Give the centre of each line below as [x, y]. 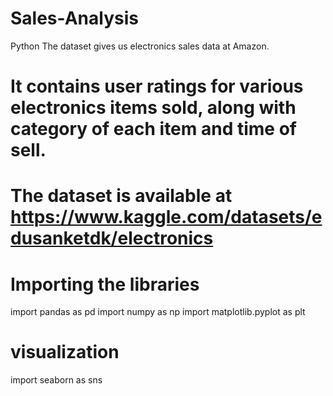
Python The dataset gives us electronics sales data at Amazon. [140, 46]
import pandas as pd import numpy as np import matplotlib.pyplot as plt [158, 312]
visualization [65, 352]
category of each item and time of [153, 129]
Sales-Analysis [74, 18]
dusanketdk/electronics [112, 238]
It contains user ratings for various [157, 86]
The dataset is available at [121, 196]
